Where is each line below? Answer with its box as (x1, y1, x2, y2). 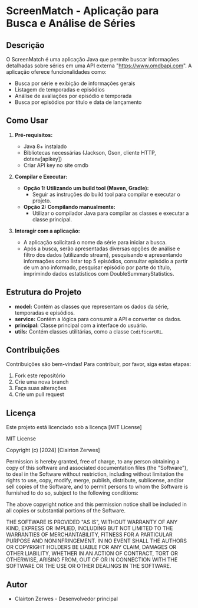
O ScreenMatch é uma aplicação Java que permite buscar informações (6, 56, 179, 63)
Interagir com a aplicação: (14, 227, 81, 234)
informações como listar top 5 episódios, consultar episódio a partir (23, 257, 188, 264)
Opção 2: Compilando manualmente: (23, 203, 116, 210)
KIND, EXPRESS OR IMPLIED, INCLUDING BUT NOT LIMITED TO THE (6, 525, 173, 532)
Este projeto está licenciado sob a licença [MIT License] (6, 424, 143, 431)
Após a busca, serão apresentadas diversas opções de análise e (23, 245, 180, 252)
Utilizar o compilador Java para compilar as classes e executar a (32, 210, 189, 217)
